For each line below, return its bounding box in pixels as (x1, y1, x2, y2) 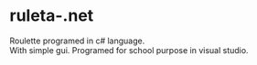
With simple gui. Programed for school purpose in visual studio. (9, 44, 249, 55)
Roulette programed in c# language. (9, 35, 145, 46)
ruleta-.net (9, 5, 94, 26)
